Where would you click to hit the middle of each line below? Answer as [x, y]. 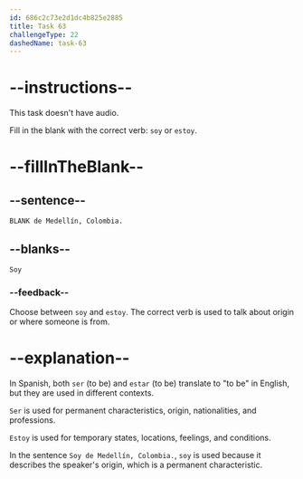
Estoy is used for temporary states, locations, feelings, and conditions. [140, 438]
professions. [33, 420]
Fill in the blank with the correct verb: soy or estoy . [103, 130]
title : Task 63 [38, 26]
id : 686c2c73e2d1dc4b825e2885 [66, 18]
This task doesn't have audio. [64, 113]
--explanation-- [70, 358]
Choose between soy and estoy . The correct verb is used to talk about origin [152, 312]
